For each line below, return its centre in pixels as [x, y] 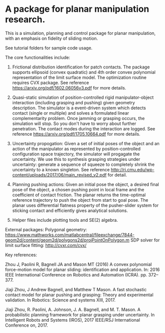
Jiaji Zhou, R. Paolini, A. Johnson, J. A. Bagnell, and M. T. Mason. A [73, 309]
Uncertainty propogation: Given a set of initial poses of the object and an [86, 143]
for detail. [117, 175]
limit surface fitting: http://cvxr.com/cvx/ [46, 245]
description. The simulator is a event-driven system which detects [79, 108]
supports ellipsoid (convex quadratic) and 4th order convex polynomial [84, 72]
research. [25, 19]
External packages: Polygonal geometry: [46, 229]
